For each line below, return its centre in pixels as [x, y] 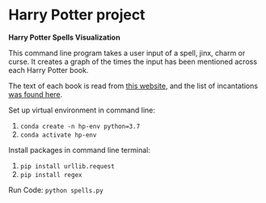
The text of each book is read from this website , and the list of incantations [133, 86]
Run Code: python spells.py [56, 190]
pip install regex [51, 175]
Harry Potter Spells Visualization [64, 37]
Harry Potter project [77, 15]
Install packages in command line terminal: [80, 150]
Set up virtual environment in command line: [82, 110]
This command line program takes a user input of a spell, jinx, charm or [127, 53]
